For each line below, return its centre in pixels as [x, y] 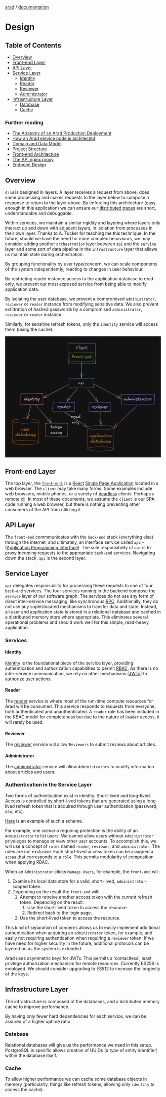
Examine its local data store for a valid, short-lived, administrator [79, 881]
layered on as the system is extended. [44, 948]
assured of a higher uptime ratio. [38, 1021]
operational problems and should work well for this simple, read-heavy [77, 622]
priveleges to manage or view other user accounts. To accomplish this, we [81, 841]
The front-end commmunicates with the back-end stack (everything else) [79, 537]
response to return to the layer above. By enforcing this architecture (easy [80, 203]
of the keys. [17, 974]
